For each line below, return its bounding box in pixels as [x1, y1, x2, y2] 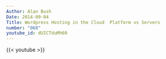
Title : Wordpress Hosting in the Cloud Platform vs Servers [6, 19, 161, 25]
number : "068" [6, 25, 41, 31]
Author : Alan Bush [6, 8, 52, 15]
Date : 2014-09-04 [6, 14, 49, 20]
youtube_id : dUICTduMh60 [6, 30, 68, 36]
